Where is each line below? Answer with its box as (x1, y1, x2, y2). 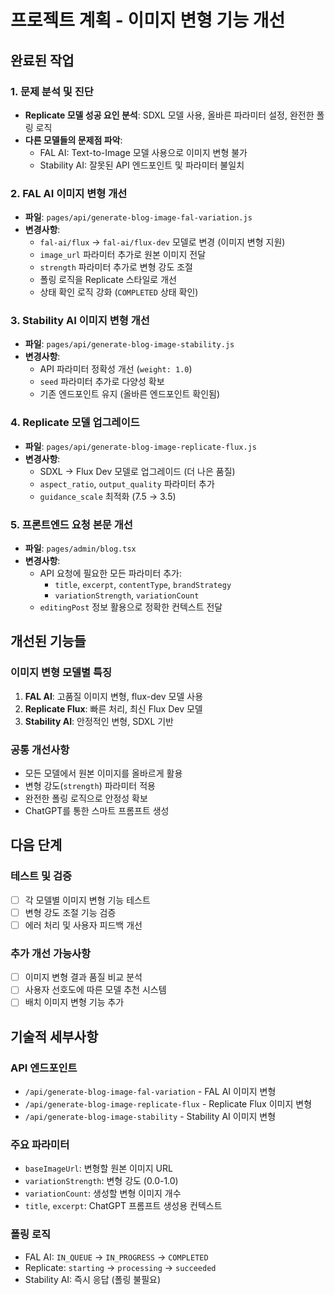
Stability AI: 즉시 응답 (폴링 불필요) (24, 1273, 162, 1285)
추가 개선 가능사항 (10, 946, 92, 960)
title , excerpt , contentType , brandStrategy (54, 579, 232, 591)
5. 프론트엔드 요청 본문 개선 (10, 517, 133, 531)
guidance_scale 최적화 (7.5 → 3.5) (39, 490, 177, 502)
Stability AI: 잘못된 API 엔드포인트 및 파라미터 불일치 (39, 159, 245, 171)
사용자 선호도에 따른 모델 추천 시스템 (24, 984, 167, 996)
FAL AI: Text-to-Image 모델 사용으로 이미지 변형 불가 (39, 146, 248, 158)
